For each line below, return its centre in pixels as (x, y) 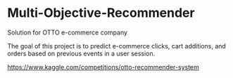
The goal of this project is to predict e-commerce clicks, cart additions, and (117, 46)
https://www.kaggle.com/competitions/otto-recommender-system (103, 67)
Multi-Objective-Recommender (101, 13)
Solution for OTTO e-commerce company (68, 32)
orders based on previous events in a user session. (81, 53)
